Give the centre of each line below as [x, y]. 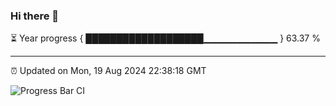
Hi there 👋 [35, 16]
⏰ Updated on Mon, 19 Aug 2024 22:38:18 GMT [108, 71]
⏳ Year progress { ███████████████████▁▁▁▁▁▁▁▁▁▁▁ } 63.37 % [165, 38]
